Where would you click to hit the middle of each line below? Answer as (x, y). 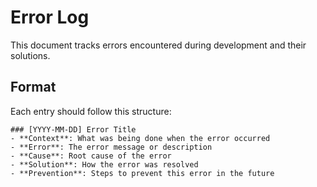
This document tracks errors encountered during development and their (158, 45)
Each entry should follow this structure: (91, 111)
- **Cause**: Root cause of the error (91, 156)
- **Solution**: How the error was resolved (104, 164)
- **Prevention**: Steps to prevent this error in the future (142, 173)
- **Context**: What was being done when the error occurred (140, 138)
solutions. (30, 55)
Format (33, 87)
